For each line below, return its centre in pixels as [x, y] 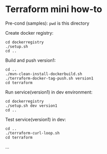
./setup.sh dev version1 [31, 106]
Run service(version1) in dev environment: [49, 92]
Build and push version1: [31, 60]
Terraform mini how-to [54, 9]
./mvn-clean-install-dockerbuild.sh [44, 74]
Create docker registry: [30, 33]
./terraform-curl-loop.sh [32, 133]
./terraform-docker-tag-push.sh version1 [49, 78]
